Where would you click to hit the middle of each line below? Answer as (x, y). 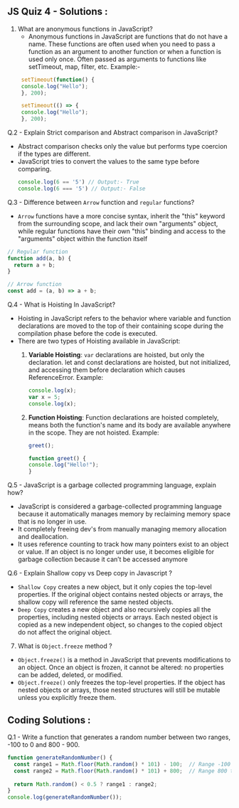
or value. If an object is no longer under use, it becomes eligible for (116, 552)
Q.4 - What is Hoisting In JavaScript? (62, 304)
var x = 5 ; (44, 397)
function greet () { (57, 458)
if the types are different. (54, 154)
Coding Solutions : (49, 720)
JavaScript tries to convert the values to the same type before (108, 161)
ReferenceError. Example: (66, 378)
